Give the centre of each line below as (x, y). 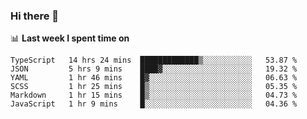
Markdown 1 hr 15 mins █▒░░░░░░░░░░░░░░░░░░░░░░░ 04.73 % (154, 95)
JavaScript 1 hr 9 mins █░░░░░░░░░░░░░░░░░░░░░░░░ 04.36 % (154, 104)
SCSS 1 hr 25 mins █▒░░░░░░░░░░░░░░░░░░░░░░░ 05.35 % (154, 87)
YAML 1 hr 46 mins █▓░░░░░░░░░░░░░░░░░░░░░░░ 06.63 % (154, 78)
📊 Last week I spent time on (70, 38)
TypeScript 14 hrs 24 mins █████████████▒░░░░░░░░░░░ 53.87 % (154, 60)
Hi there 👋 (35, 16)
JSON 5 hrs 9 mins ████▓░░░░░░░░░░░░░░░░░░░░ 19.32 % (154, 69)
